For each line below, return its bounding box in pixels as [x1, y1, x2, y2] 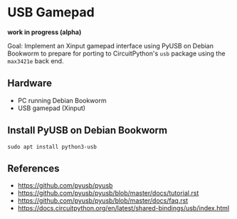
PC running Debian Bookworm [17, 96, 107, 105]
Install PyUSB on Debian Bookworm [7, 124, 168, 137]
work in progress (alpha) [7, 28, 82, 36]
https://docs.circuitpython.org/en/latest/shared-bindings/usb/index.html [17, 204, 230, 213]
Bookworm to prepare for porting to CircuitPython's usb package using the [7, 49, 226, 58]
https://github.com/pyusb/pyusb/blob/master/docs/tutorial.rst [17, 189, 199, 198]
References [7, 162, 60, 174]
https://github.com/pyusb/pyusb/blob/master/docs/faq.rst [17, 196, 189, 205]
